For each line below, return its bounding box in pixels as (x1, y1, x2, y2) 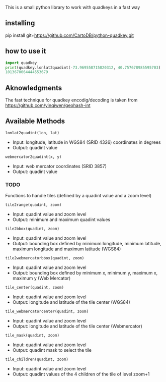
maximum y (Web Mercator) (12, 275, 71, 282)
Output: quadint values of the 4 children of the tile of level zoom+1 (12, 371, 150, 377)
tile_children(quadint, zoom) (5, 357, 69, 362)
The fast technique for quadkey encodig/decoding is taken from (5, 97, 138, 103)
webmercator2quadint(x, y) (5, 154, 62, 159)
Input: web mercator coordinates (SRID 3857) (12, 163, 107, 169)
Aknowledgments (5, 83, 62, 92)
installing (5, 19, 35, 27)
